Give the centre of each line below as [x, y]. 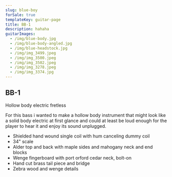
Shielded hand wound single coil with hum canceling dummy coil [81, 136]
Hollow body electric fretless [36, 105]
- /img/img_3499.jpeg [33, 53]
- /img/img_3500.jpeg [33, 58]
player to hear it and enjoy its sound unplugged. [56, 126]
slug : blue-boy [22, 10]
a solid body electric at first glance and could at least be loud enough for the [86, 121]
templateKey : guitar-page [33, 19]
